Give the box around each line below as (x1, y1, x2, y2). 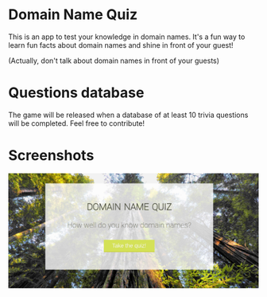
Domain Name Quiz (8, 6, 138, 24)
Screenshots (8, 147, 95, 165)
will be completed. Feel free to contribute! (8, 118, 145, 128)
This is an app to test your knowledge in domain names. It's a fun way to (8, 32, 246, 41)
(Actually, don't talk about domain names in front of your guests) (8, 56, 220, 65)
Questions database (8, 84, 145, 102)
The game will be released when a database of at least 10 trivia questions (8, 110, 249, 119)
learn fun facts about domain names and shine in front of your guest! (8, 40, 234, 49)
